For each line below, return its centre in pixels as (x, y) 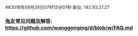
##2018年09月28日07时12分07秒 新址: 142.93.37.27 (57, 7)
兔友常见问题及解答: (29, 21)
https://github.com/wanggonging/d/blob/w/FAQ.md (69, 28)
